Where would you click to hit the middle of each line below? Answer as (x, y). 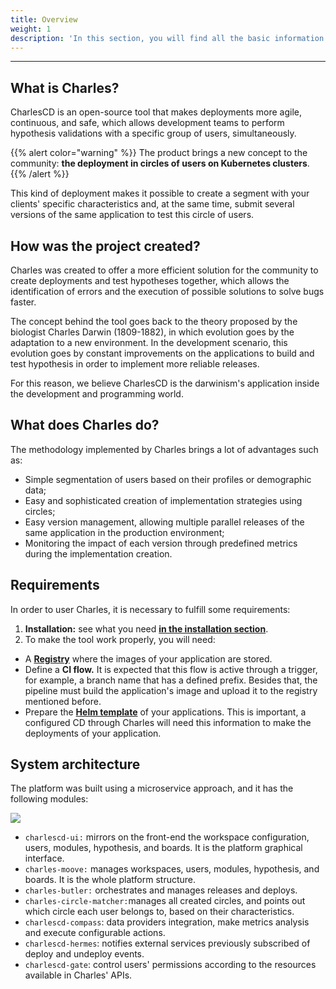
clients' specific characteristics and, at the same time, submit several (152, 204)
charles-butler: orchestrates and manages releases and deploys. (161, 890)
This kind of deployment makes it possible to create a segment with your (160, 193)
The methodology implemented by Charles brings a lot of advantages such (164, 449)
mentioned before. (63, 701)
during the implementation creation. (98, 553)
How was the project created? (105, 246)
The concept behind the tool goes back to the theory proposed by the (154, 321)
